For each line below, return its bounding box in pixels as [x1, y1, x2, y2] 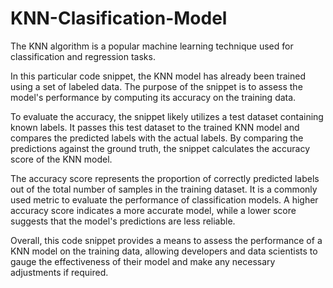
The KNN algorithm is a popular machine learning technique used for [10, 40, 294, 52]
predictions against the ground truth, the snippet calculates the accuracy [10, 142, 311, 154]
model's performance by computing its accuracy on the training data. [10, 91, 297, 103]
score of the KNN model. [10, 153, 113, 165]
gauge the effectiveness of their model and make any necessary [10, 255, 276, 267]
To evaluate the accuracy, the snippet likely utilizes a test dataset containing [10, 110, 324, 122]
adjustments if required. [10, 266, 109, 278]
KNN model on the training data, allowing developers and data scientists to [10, 245, 318, 257]
